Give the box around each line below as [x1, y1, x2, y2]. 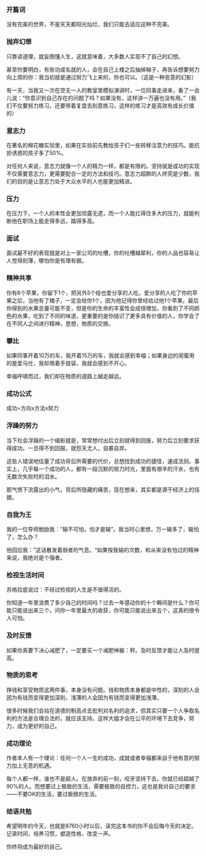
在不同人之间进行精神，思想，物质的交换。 [6, 320, 114, 327]
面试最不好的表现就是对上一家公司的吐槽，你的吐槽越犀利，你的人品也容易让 [6, 249, 200, 256]
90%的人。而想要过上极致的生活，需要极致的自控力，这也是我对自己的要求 [6, 783, 196, 790]
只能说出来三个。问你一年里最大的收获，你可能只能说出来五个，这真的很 [11, 607, 194, 614]
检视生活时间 [6, 571, 45, 579]
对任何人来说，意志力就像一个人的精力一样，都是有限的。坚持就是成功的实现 [6, 162, 200, 170]
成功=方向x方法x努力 [6, 405, 59, 412]
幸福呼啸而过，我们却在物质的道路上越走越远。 [6, 373, 124, 380]
